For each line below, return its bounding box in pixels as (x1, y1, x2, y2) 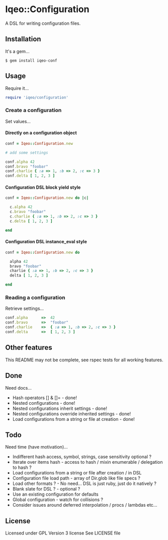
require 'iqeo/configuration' (5, 95, 69, 100)
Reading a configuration (5, 294, 65, 301)
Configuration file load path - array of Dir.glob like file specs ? (12, 475, 141, 481)
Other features (5, 343, 52, 352)
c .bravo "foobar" (10, 209, 46, 214)
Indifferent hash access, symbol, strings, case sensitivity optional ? (12, 454, 152, 460)
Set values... (5, 118, 31, 124)
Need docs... (5, 385, 32, 391)
